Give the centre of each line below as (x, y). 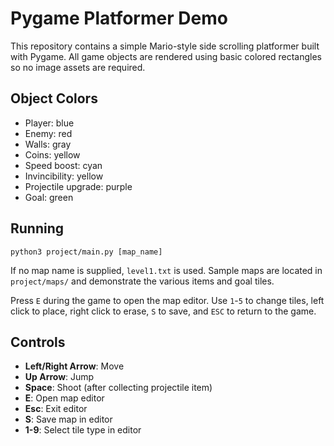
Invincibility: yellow (64, 176)
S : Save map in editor (68, 419)
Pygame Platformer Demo (119, 18)
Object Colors (54, 98)
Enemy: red (48, 133)
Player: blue (49, 123)
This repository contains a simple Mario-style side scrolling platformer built (165, 46)
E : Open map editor (64, 398)
